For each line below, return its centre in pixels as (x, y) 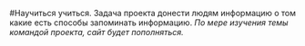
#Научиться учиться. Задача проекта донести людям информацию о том (153, 13)
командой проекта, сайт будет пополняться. (97, 32)
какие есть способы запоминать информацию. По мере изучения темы (149, 23)
